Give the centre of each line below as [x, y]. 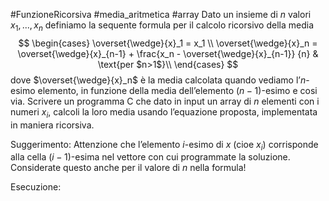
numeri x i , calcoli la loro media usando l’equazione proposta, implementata [164, 112]
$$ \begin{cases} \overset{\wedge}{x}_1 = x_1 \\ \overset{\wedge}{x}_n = [168, 43]
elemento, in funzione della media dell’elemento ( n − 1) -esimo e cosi [177, 90]
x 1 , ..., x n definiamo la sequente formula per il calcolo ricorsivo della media [162, 26]
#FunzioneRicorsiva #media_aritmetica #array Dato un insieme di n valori [161, 14]
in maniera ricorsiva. [52, 125]
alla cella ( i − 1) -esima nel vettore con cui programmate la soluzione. [150, 157]
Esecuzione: [36, 187]
